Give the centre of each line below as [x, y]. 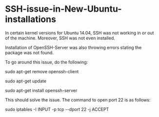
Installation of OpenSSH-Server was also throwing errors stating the [73, 47]
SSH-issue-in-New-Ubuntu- [63, 9]
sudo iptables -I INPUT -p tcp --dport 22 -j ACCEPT [57, 109]
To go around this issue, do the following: [47, 62]
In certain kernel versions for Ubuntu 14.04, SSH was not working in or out [79, 33]
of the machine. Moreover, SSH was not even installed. [60, 38]
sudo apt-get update [26, 81]
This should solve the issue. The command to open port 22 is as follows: [78, 100]
